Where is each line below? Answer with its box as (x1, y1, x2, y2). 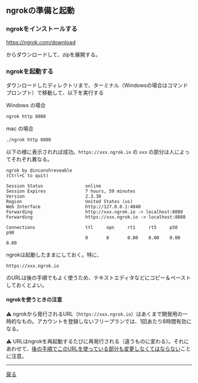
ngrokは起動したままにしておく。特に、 (6, 251, 103, 258)
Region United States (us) (6, 198, 133, 204)
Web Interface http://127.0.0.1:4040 (6, 204, 141, 210)
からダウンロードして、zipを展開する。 (6, 51, 101, 58)
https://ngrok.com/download (6, 38, 76, 46)
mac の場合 (6, 125, 34, 132)
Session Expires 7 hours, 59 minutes (6, 188, 136, 194)
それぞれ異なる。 (11, 156, 53, 163)
